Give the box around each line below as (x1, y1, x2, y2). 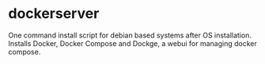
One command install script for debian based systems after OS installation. (8, 30, 252, 40)
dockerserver (8, 5, 100, 23)
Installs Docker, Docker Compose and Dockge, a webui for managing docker (8, 38, 257, 48)
